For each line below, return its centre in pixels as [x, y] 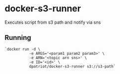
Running [18, 38]
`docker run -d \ [23, 49]
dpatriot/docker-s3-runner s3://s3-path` [72, 66]
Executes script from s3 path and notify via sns [53, 22]
